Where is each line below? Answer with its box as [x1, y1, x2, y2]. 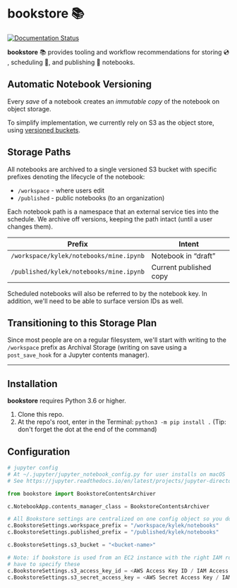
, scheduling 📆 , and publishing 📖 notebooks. [7, 58, 135, 66]
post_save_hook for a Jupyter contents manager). [7, 350, 150, 360]
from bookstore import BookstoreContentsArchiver [7, 490, 157, 497]
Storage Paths [7, 146, 71, 159]
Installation [7, 378, 58, 390]
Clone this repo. [17, 410, 64, 419]
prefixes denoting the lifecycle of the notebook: [7, 172, 145, 180]
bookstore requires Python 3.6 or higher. [7, 396, 126, 405]
